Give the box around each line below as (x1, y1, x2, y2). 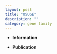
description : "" (5, 16, 39, 21)
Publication (12, 44, 37, 50)
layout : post (5, 7, 32, 12)
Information (12, 35, 38, 41)
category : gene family (5, 21, 52, 26)
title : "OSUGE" (5, 12, 37, 17)
